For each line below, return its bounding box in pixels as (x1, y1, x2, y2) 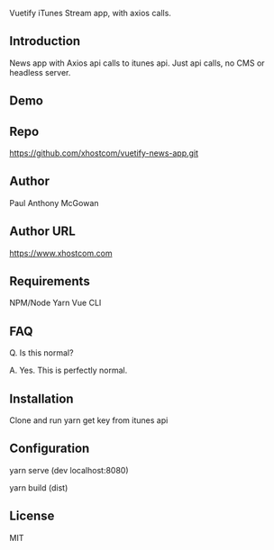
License (9, 509, 55, 524)
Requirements (9, 274, 90, 289)
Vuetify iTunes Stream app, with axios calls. (9, 8, 171, 18)
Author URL (9, 224, 77, 239)
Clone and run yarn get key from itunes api (9, 415, 169, 426)
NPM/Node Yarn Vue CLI (9, 297, 102, 309)
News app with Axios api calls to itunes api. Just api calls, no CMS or (9, 58, 265, 68)
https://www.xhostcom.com (9, 248, 113, 258)
